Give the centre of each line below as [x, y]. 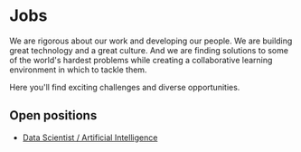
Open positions [53, 115]
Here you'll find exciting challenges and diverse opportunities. [125, 87]
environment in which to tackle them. [78, 70]
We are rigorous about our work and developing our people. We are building [151, 41]
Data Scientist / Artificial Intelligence [90, 138]
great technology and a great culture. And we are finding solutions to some [149, 50]
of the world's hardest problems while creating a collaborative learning [141, 60]
